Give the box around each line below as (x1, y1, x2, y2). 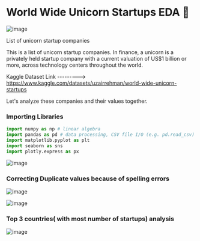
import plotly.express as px (6, 148, 79, 154)
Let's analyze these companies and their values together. (6, 97, 148, 105)
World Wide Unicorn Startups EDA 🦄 (6, 5, 190, 19)
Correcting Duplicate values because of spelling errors (6, 174, 170, 183)
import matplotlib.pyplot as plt (6, 137, 90, 143)
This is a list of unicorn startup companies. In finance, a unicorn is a (6, 48, 174, 56)
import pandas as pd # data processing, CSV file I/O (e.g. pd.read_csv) (6, 132, 195, 138)
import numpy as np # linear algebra (6, 126, 101, 132)
